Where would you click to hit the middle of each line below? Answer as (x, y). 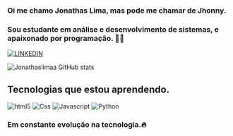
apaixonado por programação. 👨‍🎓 (66, 38)
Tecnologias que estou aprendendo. (89, 89)
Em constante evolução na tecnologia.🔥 (77, 124)
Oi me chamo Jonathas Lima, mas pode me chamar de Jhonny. (117, 11)
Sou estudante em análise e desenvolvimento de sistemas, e (113, 29)
